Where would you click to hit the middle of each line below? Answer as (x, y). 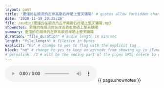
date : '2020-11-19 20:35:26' (35, 18)
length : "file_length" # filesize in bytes (50, 41)
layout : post (18, 9)
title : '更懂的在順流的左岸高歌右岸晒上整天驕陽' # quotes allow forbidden (77, 14)
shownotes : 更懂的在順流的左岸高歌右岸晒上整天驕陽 (52, 28)
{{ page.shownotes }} (119, 80)
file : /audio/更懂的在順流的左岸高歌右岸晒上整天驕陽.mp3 (58, 23)
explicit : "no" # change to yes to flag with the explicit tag (71, 45)
